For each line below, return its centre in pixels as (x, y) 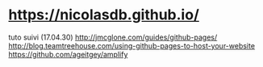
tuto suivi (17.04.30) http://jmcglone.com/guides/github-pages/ (113, 37)
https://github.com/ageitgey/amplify (68, 54)
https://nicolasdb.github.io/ (104, 15)
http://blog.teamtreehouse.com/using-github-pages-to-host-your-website (132, 45)
